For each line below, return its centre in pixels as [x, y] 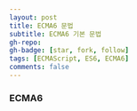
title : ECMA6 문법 [41, 26]
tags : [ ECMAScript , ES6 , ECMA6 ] [69, 59]
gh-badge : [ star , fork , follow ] [69, 51]
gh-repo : [25, 42]
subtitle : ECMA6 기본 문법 [56, 34]
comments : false [39, 67]
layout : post [33, 17]
